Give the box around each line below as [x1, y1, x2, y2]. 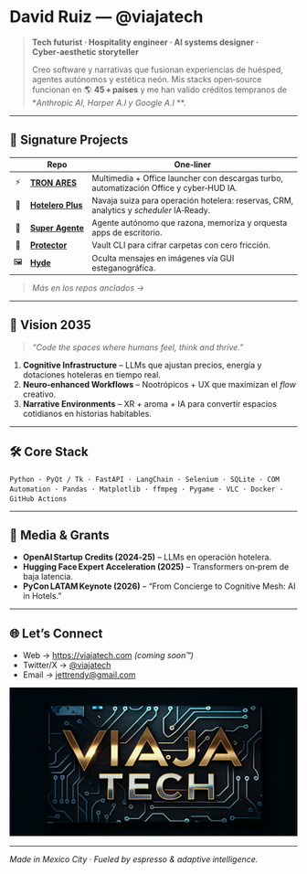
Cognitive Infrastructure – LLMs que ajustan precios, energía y [22, 359, 262, 370]
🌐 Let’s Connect [9, 625, 103, 641]
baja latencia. [22, 571, 73, 582]
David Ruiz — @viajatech [9, 6, 204, 27]
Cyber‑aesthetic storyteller [31, 46, 139, 57]
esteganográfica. [91, 262, 156, 273]
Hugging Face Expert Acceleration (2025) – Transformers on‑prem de [22, 561, 290, 572]
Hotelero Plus [30, 199, 83, 211]
